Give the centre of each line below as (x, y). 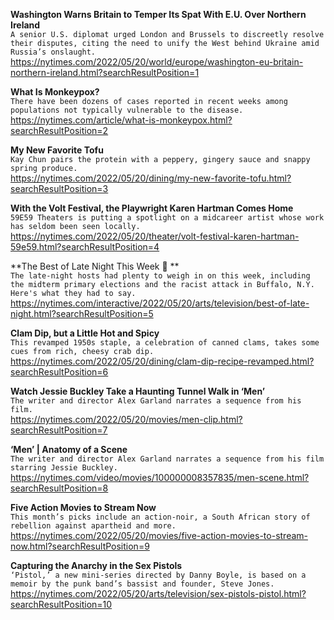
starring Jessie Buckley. (64, 468)
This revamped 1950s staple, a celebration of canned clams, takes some (165, 343)
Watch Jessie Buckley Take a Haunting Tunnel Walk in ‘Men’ (138, 391)
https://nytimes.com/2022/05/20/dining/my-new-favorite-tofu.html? (151, 178)
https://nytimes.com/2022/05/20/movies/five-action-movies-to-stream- (159, 535)
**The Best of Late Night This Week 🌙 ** (95, 266)
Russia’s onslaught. (53, 52)
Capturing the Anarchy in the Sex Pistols (96, 565)
